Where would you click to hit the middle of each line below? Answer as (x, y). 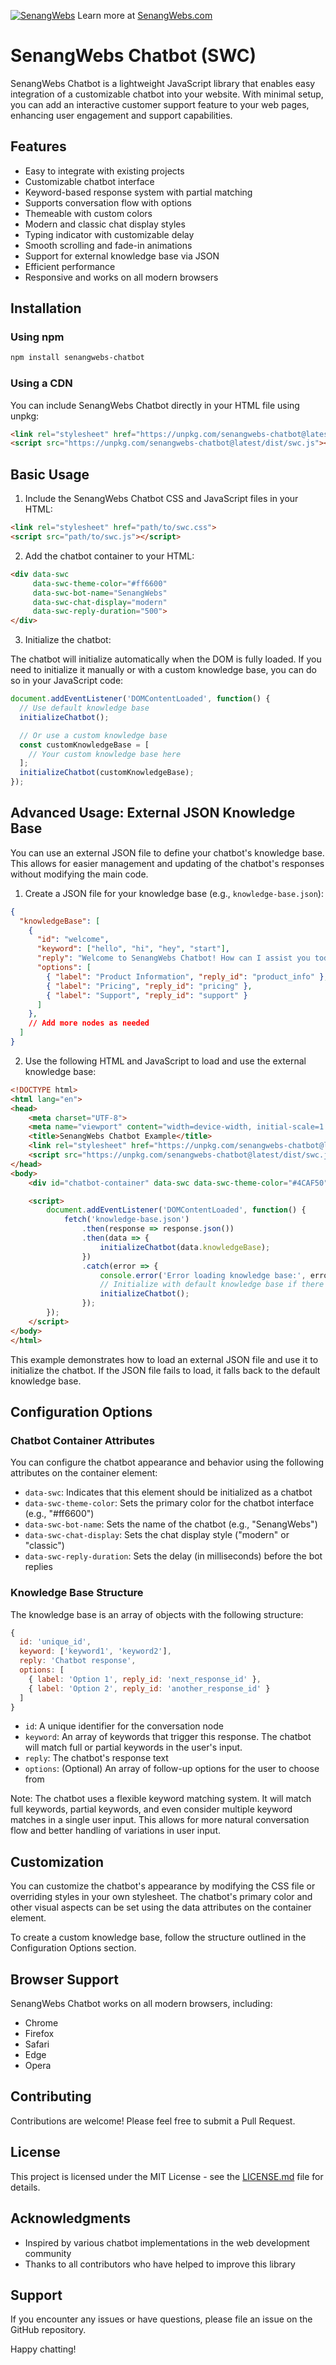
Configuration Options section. (73, 1948)
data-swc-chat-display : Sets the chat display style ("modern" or (157, 1535)
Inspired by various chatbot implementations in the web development (167, 2242)
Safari (37, 2044)
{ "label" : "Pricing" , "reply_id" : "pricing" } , (149, 986)
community (48, 2253)
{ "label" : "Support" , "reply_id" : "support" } (147, 995)
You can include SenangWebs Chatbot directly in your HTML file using (155, 405)
